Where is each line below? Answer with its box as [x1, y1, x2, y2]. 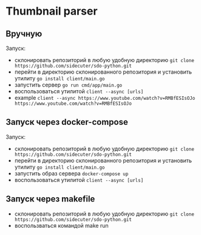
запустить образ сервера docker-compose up [14, 169, 129, 177]
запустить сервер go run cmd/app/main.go [14, 81, 123, 88]
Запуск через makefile [5, 194, 95, 205]
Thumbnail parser [5, 4, 98, 18]
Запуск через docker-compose [5, 117, 128, 127]
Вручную [5, 29, 43, 39]
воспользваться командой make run [14, 222, 109, 229]
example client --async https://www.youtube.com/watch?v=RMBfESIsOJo [14, 94, 196, 101]
